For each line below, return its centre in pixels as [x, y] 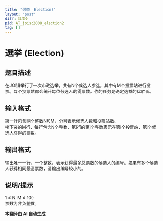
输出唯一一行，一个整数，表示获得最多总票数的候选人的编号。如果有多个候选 [81, 162]
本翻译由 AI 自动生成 [25, 213]
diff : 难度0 [16, 18]
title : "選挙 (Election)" [30, 9]
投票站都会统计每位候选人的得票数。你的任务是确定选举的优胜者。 [88, 92]
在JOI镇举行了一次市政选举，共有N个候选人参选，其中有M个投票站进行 [76, 85]
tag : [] [13, 28]
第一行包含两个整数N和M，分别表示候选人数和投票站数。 [62, 121]
